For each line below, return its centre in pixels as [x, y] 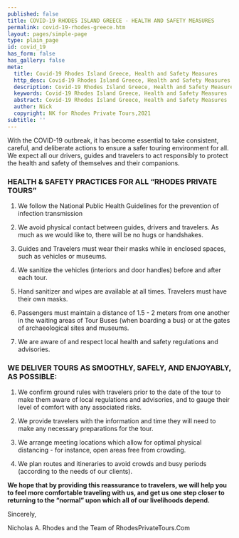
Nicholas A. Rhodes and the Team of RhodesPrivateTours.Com [99, 528]
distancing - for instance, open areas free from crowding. [102, 450]
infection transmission [50, 213]
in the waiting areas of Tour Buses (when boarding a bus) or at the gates [124, 320]
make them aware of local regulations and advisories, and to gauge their [123, 400]
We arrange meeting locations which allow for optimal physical [110, 443]
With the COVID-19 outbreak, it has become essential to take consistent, [113, 140]
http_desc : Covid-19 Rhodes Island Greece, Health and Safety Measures [122, 80]
